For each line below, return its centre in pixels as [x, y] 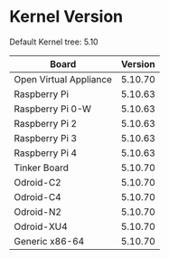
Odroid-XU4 [41, 226]
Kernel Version [66, 17]
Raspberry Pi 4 [46, 153]
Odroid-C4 [38, 197]
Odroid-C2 [38, 182]
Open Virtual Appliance [63, 79]
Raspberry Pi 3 [46, 138]
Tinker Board [42, 168]
